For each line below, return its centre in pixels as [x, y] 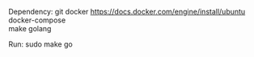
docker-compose [37, 20]
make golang [30, 28]
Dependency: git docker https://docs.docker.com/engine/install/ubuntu [127, 12]
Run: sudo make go [40, 44]
